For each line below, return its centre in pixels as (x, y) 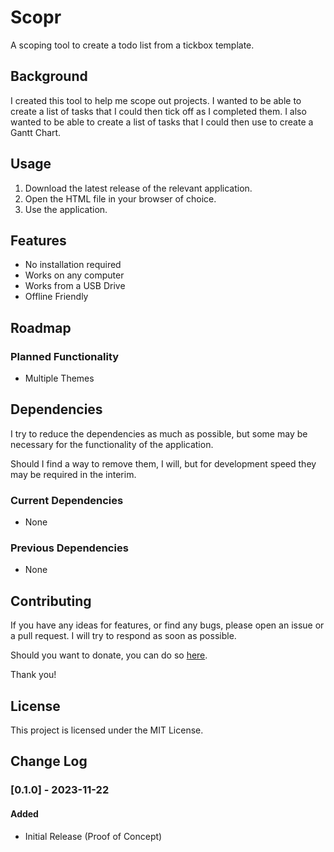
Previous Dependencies (69, 548)
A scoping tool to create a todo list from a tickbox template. (132, 45)
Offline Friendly (56, 297)
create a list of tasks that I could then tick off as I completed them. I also (158, 111)
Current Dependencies (67, 500)
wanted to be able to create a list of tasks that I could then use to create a (162, 122)
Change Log (49, 761)
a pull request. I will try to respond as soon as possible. (123, 636)
